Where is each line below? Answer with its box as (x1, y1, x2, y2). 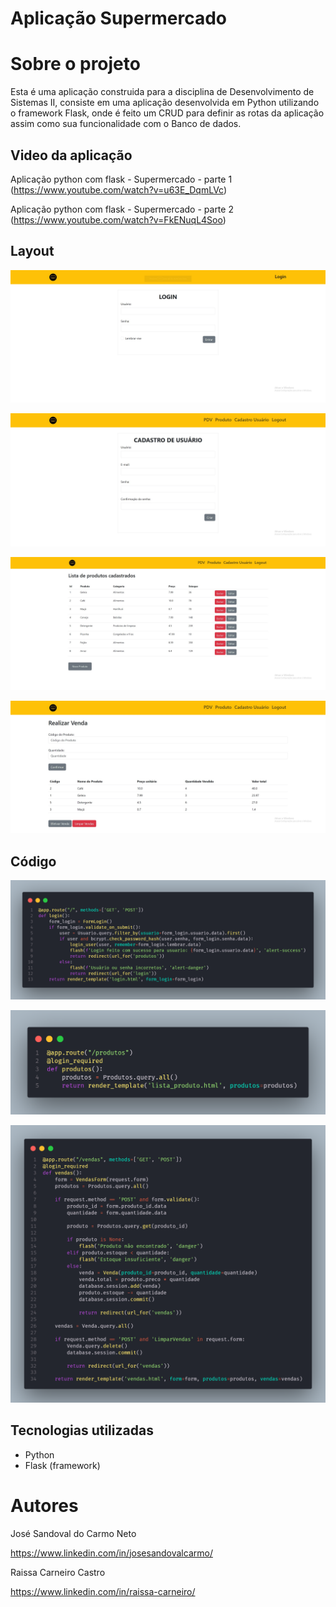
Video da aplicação (10, 147, 133, 164)
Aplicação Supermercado (10, 7, 228, 30)
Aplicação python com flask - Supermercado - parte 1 (10, 173, 233, 185)
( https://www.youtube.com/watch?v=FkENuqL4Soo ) (10, 213, 227, 226)
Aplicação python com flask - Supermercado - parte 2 (10, 203, 234, 215)
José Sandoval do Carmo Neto (10, 1527, 137, 1539)
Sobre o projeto (10, 53, 141, 76)
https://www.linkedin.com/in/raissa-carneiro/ (10, 1585, 196, 1597)
